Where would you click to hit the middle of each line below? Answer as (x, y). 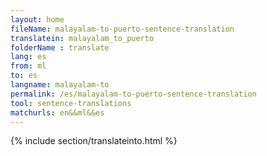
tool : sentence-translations (71, 103)
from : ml (28, 66)
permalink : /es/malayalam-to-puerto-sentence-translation (133, 94)
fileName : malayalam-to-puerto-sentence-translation (122, 29)
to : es (24, 76)
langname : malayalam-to (60, 85)
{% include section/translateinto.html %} (94, 141)
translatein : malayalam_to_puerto (82, 38)
